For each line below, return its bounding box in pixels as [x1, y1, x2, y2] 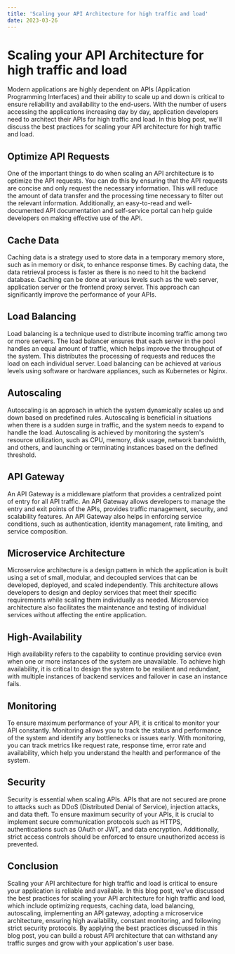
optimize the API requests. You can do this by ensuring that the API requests [7, 176, 228, 185]
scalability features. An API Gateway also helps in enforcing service [7, 512, 202, 520]
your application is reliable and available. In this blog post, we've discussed [7, 887, 224, 895]
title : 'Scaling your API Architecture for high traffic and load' [7, 10, 209, 18]
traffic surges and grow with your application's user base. [7, 939, 174, 947]
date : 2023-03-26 [7, 17, 58, 24]
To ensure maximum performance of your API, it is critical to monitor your [7, 718, 220, 727]
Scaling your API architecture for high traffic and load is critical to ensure [7, 879, 218, 887]
